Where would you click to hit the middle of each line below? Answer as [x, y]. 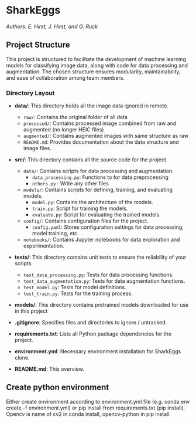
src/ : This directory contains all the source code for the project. [91, 160]
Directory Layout [30, 93]
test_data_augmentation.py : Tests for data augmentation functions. [104, 281]
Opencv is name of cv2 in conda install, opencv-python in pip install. [89, 414]
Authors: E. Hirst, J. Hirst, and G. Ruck [52, 26]
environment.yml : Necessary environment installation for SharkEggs [98, 351]
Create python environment [58, 388]
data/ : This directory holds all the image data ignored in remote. [91, 106]
